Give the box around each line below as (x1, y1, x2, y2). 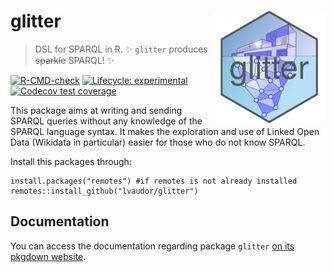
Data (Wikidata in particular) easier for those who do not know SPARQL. (10, 136, 306, 148)
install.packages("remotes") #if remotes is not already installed (10, 176, 298, 186)
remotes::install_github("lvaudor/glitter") (10, 186, 199, 196)
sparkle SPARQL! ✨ (34, 54, 115, 66)
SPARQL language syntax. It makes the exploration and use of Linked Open (10, 125, 320, 137)
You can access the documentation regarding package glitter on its (10, 240, 295, 252)
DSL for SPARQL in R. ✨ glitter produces (34, 43, 208, 55)
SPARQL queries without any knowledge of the (10, 115, 203, 127)
